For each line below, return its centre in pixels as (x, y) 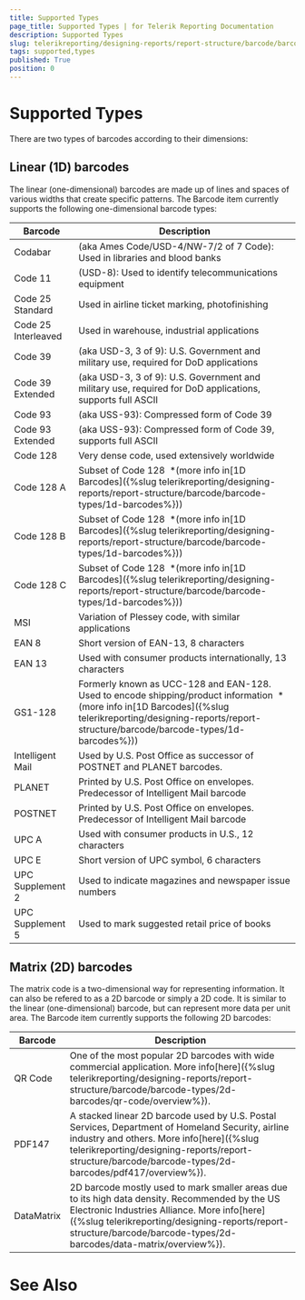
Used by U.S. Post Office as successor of (166, 755)
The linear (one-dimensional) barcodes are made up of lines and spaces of (149, 189)
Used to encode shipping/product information (176, 695)
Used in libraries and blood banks (150, 257)
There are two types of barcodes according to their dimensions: (129, 138)
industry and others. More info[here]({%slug (164, 1139)
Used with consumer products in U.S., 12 (166, 834)
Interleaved (38, 335)
